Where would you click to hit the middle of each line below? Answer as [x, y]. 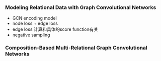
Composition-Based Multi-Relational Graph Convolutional [76, 48]
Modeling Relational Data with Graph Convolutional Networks [81, 7]
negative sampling [31, 35]
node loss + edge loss [35, 23]
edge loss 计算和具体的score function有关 [55, 29]
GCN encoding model [35, 18]
